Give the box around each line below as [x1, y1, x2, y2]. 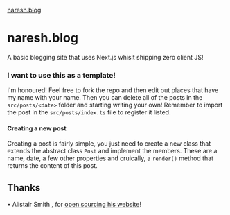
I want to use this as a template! [7, 70, 116, 80]
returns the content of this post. [7, 162, 98, 170]
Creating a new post [7, 124, 67, 132]
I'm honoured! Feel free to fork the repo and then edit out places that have [7, 86, 219, 94]
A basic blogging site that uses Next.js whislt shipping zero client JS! [7, 53, 204, 61]
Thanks [7, 182, 41, 193]
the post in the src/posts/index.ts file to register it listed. [7, 108, 171, 117]
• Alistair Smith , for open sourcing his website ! [7, 200, 142, 209]
